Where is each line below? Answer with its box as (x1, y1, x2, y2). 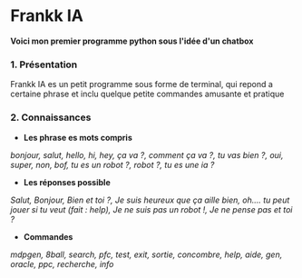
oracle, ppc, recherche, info (10, 258, 114, 269)
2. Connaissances (10, 111, 92, 124)
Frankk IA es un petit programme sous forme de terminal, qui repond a (10, 79, 273, 90)
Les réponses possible (23, 176, 112, 187)
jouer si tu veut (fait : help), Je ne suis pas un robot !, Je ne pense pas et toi (10, 204, 293, 214)
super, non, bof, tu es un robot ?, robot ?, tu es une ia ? (10, 159, 215, 170)
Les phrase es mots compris (23, 132, 132, 143)
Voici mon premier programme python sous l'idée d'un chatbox (10, 35, 254, 46)
